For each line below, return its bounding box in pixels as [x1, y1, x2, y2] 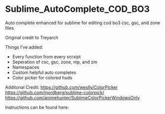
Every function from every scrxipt [12, 53, 81, 60]
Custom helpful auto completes [12, 69, 77, 75]
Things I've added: [5, 44, 43, 50]
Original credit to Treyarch [5, 35, 58, 40]
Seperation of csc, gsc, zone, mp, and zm [12, 59, 97, 65]
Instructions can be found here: [5, 104, 69, 110]
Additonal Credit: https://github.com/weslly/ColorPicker [5, 84, 118, 90]
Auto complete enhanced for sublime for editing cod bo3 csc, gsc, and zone [5, 20, 161, 26]
